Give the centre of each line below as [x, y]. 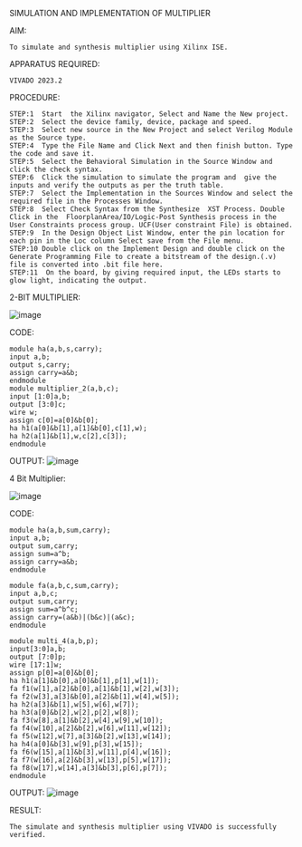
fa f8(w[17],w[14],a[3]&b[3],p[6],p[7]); [89, 768]
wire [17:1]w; [36, 665]
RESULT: [25, 810]
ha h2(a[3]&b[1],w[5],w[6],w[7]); [75, 705]
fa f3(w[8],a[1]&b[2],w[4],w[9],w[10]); [87, 720]
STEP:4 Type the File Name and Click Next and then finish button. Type [151, 146]
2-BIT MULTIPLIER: [45, 297]
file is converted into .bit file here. [87, 265]
